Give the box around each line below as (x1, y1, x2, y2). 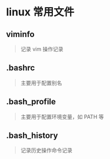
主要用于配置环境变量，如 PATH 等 (20, 113, 104, 120)
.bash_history (6, 131, 58, 141)
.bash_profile (6, 97, 56, 107)
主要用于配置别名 (20, 79, 62, 86)
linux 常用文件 (6, 5, 75, 19)
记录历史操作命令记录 (20, 147, 72, 154)
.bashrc (6, 63, 35, 73)
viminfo (6, 29, 35, 39)
